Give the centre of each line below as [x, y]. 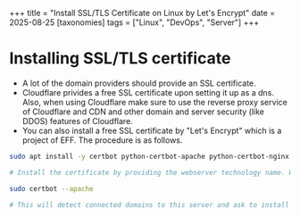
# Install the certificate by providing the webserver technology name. [147, 172]
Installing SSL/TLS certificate [120, 58]
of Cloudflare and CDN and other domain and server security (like [143, 112]
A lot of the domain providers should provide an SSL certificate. [139, 83]
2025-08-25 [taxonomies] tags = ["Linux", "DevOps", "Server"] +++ [134, 22]
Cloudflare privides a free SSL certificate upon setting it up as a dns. [148, 92]
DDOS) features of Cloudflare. [78, 121]
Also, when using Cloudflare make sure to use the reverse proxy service [154, 102]
